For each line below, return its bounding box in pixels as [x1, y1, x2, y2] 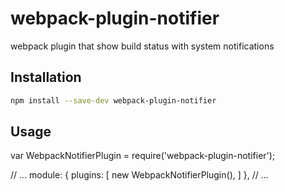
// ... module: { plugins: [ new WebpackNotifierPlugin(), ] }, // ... [10, 169, 269, 181]
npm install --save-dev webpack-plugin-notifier [10, 95, 217, 106]
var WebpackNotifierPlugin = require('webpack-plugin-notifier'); [10, 150, 276, 162]
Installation [10, 69, 82, 86]
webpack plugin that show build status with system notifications [10, 40, 275, 52]
